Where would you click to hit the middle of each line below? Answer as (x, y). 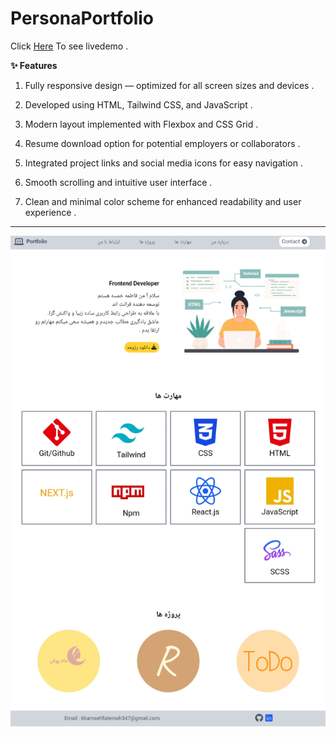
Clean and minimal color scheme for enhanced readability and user (163, 201)
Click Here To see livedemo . (69, 46)
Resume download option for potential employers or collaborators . (162, 143)
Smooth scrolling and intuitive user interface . (118, 182)
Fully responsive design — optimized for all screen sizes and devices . (169, 85)
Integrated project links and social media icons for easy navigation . (163, 163)
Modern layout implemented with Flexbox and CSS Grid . (141, 124)
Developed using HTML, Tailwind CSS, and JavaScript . (138, 104)
